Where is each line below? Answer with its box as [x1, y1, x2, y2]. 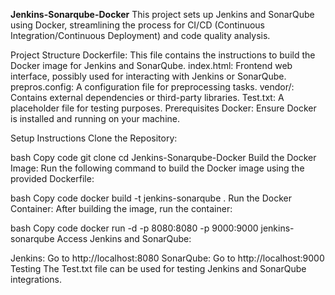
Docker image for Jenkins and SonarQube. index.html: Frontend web [10, 60, 293, 71]
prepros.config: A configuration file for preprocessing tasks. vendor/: [10, 81, 295, 93]
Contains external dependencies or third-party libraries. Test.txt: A [10, 92, 285, 103]
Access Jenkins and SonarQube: [56, 233, 192, 244]
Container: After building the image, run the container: [10, 203, 233, 214]
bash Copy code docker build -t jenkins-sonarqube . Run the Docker [10, 192, 292, 204]
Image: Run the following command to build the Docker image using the [10, 162, 305, 174]
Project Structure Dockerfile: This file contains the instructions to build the [10, 49, 316, 61]
